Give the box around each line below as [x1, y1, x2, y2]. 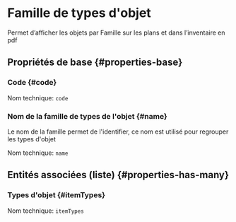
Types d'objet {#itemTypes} [7, 190, 106, 200]
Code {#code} [7, 78, 57, 88]
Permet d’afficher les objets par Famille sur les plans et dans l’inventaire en [7, 28, 225, 37]
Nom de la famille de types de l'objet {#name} [7, 111, 167, 121]
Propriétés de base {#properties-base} [7, 57, 183, 69]
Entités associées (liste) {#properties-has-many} [7, 169, 230, 181]
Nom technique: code [7, 93, 69, 102]
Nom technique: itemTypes [7, 206, 85, 215]
